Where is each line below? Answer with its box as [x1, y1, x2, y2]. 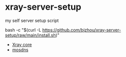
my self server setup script [5, 18, 59, 23]
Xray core [12, 41, 32, 47]
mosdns [12, 47, 29, 53]
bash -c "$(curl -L [5, 27, 41, 33]
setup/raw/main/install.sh [5, 32, 56, 38]
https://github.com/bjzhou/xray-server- [42, 27, 121, 33]
